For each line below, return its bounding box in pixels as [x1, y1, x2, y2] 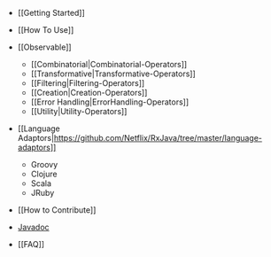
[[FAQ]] [17, 239, 45, 249]
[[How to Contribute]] [17, 205, 97, 215]
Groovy [30, 160, 58, 169]
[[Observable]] [17, 42, 73, 52]
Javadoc [17, 222, 50, 232]
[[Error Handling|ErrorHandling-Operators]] [30, 97, 190, 107]
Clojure [30, 168, 58, 179]
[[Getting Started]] [17, 8, 86, 18]
